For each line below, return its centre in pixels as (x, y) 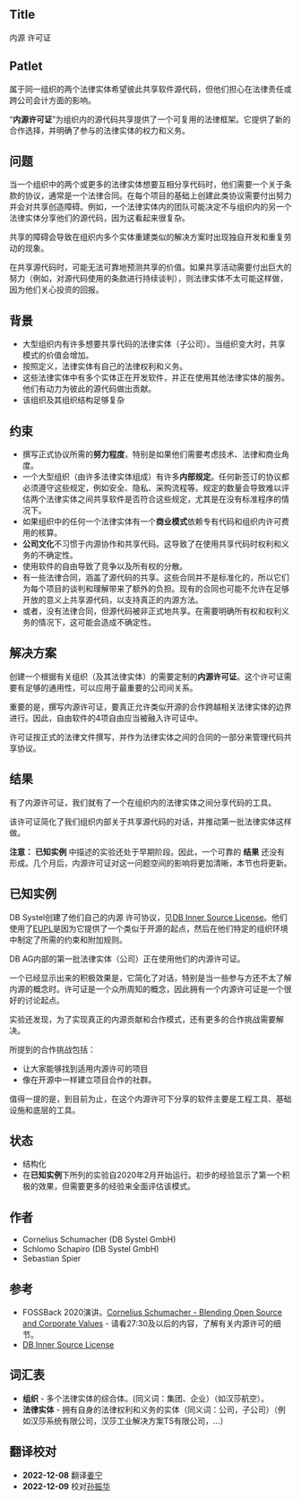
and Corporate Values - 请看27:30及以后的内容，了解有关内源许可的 (148, 1323)
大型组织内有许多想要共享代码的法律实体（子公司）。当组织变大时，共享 (154, 344)
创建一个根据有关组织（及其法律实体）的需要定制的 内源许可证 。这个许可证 (146, 677)
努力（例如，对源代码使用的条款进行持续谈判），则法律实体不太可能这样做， (149, 279)
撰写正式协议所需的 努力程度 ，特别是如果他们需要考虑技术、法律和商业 (152, 454)
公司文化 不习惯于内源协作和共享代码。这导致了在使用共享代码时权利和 (152, 544)
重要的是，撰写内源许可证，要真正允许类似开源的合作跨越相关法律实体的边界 (150, 706)
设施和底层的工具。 (45, 1109)
